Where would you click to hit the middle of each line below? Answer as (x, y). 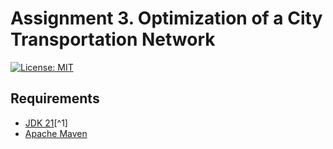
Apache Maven (56, 133)
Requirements (55, 98)
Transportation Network (113, 39)
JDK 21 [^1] (46, 123)
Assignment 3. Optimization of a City (166, 18)
